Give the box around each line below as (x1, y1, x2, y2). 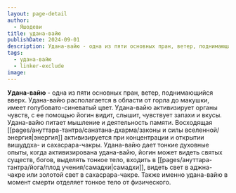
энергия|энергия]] (7, 133, 63, 141)
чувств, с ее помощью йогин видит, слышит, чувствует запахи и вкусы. (7, 110, 223, 119)
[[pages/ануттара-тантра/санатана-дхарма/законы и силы (7, 126, 184, 134)
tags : (7, 50, 23, 57)
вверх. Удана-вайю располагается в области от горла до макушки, (7, 95, 209, 104)
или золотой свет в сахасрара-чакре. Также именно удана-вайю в (27, 170, 228, 179)
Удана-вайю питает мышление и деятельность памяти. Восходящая (7, 118, 213, 126)
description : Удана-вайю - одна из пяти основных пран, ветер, (7, 43, 197, 50)
